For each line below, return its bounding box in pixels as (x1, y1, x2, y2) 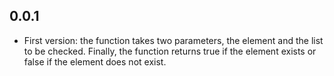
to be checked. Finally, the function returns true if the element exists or (23, 45, 317, 57)
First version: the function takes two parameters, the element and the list (23, 34, 324, 46)
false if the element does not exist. (23, 55, 167, 68)
